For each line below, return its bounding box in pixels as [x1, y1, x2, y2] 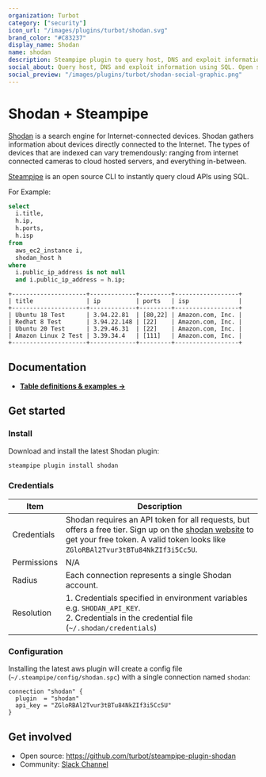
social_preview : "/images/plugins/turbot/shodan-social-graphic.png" [8, 71, 243, 78]
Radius [12, 574, 38, 585]
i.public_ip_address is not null [15, 269, 126, 277]
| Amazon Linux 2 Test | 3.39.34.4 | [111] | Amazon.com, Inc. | [8, 332, 243, 340]
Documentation [8, 360, 87, 373]
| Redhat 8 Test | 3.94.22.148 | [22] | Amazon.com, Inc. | [8, 318, 243, 326]
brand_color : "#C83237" [8, 33, 87, 42]
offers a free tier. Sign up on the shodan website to [65, 524, 254, 535]
